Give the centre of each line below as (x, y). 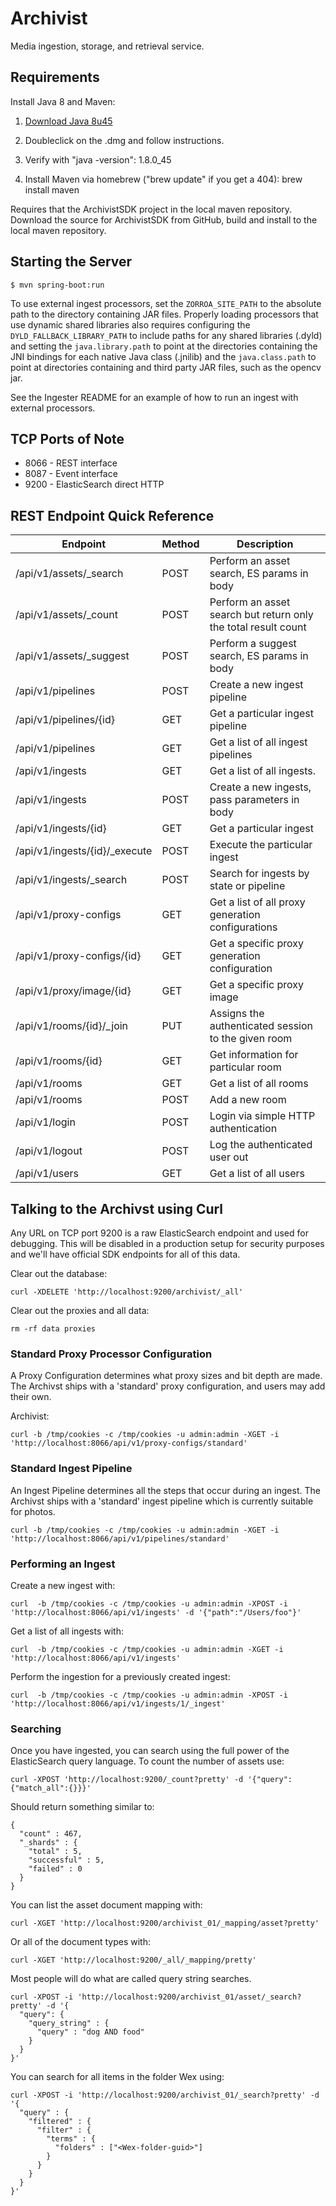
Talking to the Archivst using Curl (117, 1208)
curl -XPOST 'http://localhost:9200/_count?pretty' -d (127, 1780)
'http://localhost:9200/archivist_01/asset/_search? (189, 1997)
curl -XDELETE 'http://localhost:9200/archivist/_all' (127, 1292)
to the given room (251, 1039)
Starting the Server (71, 262)
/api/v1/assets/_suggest (72, 656)
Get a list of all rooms (259, 1084)
